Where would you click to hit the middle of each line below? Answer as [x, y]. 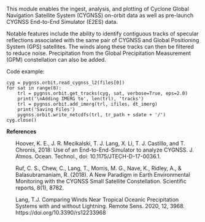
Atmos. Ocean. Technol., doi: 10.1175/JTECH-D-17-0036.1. [88, 156]
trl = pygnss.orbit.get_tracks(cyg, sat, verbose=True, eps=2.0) [103, 94]
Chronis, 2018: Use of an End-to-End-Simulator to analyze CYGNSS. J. [105, 150]
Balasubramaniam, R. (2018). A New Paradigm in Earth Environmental [102, 175]
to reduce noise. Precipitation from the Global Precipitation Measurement [99, 53]
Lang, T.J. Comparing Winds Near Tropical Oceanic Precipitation [97, 199]
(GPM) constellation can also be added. [56, 60]
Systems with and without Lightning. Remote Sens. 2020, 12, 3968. [100, 206]
